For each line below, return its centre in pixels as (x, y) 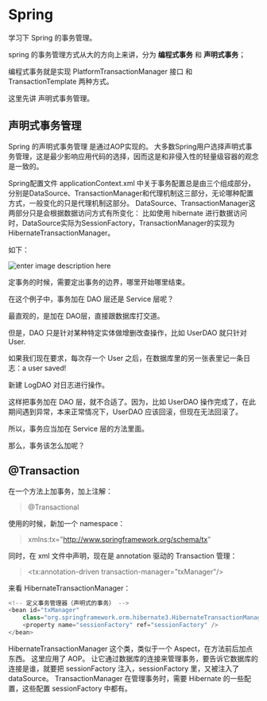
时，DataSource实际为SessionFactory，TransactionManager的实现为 (122, 223)
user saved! (47, 368)
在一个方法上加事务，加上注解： (60, 491)
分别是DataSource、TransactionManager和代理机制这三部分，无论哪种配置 (131, 193)
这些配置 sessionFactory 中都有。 (77, 688)
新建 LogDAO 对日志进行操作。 (59, 385)
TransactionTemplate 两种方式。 (61, 81)
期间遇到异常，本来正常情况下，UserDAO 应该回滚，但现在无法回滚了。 (125, 412)
